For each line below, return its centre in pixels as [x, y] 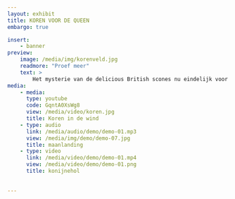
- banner [33, 47]
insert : [19, 40]
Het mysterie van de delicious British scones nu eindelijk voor [131, 79]
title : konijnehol [53, 171]
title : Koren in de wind [62, 119]
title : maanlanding [54, 145]
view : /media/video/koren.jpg [70, 112]
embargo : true [28, 27]
